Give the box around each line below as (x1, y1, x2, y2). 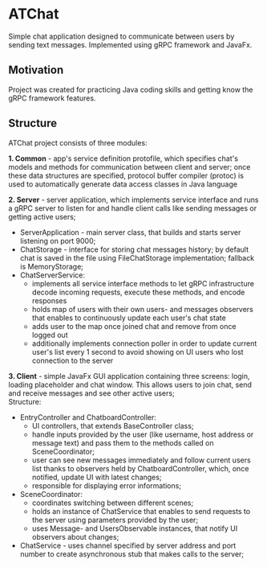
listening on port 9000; (19, 236, 96, 245)
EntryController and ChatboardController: (19, 412, 156, 422)
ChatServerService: (19, 270, 86, 280)
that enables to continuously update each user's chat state (31, 313, 226, 323)
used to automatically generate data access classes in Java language (8, 179, 238, 189)
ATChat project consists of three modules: (8, 138, 148, 147)
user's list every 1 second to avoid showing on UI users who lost (31, 347, 244, 356)
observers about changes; (31, 532, 119, 541)
